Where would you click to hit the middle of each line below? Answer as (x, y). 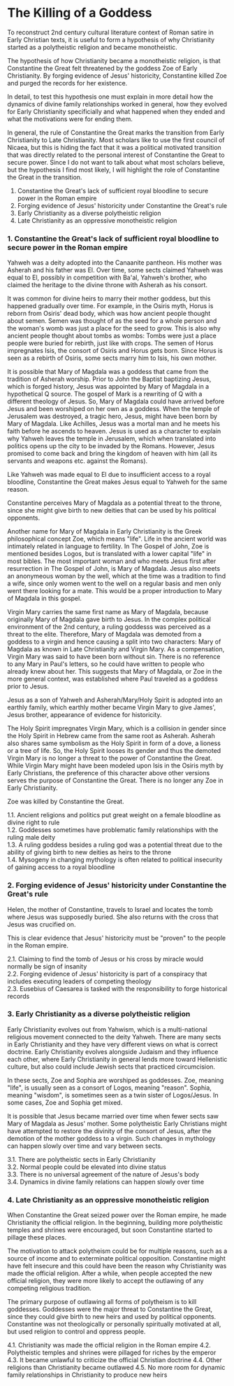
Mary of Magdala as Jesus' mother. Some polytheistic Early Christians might (117, 1123)
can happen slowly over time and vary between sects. (85, 1146)
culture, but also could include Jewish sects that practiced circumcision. (111, 1067)
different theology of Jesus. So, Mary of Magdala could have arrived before (116, 401)
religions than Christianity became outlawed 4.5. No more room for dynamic (116, 1368)
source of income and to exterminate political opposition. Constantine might (116, 1259)
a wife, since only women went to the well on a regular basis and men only (114, 583)
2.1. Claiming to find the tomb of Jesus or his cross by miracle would (105, 959)
